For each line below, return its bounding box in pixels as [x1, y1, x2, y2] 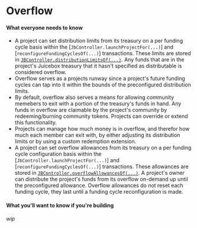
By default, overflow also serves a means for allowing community [14, 94, 175, 101]
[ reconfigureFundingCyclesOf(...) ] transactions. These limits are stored [14, 50, 191, 57]
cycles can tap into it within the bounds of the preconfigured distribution [14, 81, 191, 88]
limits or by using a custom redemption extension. [14, 138, 137, 145]
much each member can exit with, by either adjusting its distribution [14, 131, 180, 139]
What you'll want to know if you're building [6, 201, 114, 208]
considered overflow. [14, 69, 67, 76]
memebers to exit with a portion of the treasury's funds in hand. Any [14, 100, 182, 107]
